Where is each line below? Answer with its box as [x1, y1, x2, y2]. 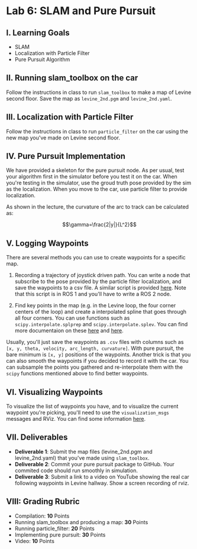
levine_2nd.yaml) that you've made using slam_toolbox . [14, 454, 150, 462]
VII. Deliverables [6, 433, 68, 443]
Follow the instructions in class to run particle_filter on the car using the [6, 128, 188, 135]
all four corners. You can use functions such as [14, 314, 130, 321]
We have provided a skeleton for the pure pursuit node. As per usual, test [6, 167, 185, 174]
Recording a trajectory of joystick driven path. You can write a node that [14, 272, 190, 279]
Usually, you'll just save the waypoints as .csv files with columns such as [6, 339, 184, 346]
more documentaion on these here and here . [14, 327, 124, 334]
